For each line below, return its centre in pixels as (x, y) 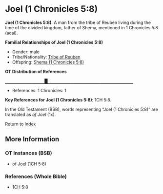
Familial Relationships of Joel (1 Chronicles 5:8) (54, 42)
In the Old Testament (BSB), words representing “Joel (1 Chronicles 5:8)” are (81, 109)
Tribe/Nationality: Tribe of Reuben (46, 57)
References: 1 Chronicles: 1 (39, 90)
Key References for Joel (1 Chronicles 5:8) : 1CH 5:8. (58, 100)
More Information (32, 139)
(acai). (11, 33)
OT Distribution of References (36, 71)
